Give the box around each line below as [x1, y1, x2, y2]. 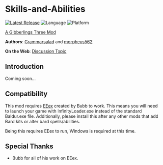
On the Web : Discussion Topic [5, 48, 67, 54]
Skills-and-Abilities [5, 3, 86, 15]
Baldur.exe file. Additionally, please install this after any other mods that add [5, 113, 159, 119]
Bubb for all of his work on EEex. [12, 155, 79, 161]
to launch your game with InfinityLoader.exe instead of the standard [5, 108, 142, 114]
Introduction [5, 62, 44, 71]
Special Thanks [5, 142, 54, 150]
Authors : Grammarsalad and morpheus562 [5, 38, 93, 45]
